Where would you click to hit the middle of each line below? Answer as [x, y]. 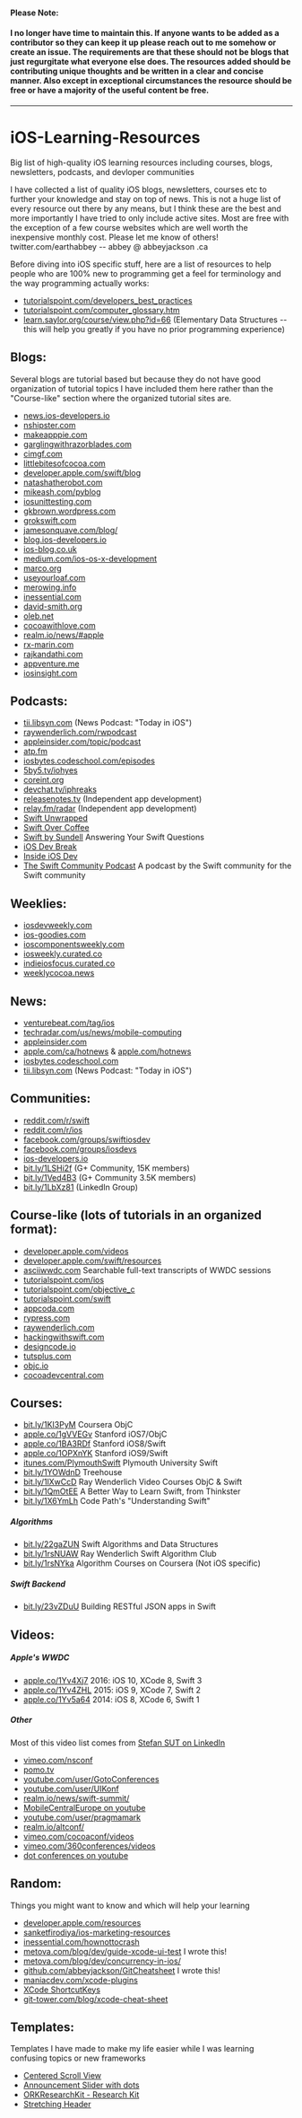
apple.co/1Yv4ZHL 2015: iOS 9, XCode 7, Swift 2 [112, 1690]
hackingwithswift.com [64, 1337]
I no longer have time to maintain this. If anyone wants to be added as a [145, 33]
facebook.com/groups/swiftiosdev [86, 1139]
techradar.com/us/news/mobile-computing [103, 1032]
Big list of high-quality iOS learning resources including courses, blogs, [142, 163]
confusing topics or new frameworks [78, 2058]
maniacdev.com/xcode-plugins [80, 1980]
